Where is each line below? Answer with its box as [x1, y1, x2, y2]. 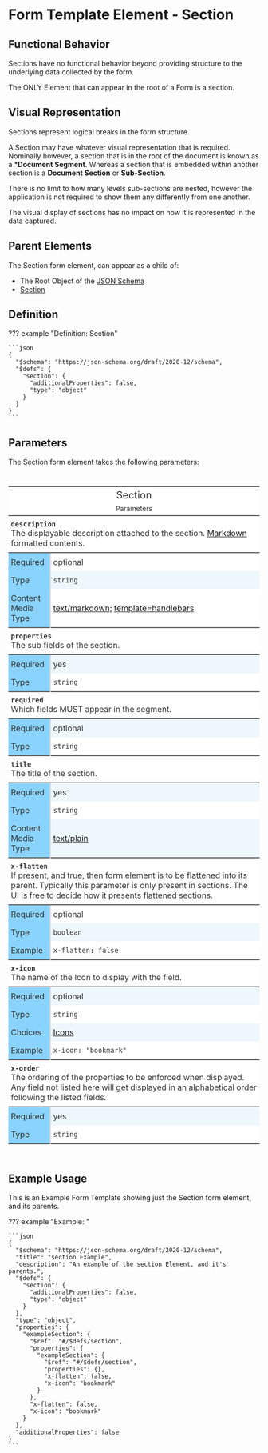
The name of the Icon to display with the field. [10, 972, 182, 983]
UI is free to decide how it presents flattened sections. [10, 890, 213, 901]
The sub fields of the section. [10, 640, 120, 651]
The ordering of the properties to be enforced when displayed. [10, 1072, 245, 1083]
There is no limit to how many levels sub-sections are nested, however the [8, 183, 253, 193]
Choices [10, 1027, 42, 1038]
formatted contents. [10, 538, 85, 549]
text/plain [53, 833, 89, 844]
